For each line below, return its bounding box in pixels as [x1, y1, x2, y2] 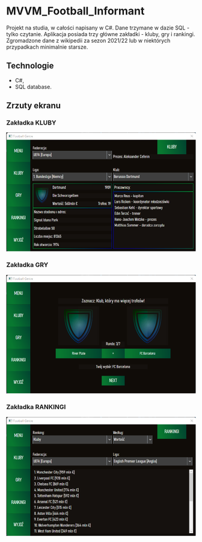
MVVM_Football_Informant [6, 4, 145, 18]
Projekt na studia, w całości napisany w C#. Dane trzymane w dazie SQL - [6, 24, 190, 31]
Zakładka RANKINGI [6, 403, 66, 411]
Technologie [6, 61, 54, 71]
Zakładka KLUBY [6, 119, 57, 127]
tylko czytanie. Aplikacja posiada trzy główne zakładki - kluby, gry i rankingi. [6, 30, 195, 37]
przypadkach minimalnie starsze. [6, 43, 88, 51]
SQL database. [14, 83, 52, 90]
